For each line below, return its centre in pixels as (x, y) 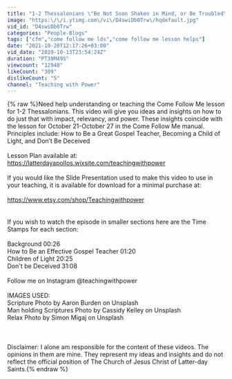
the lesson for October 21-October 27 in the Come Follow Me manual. (106, 126)
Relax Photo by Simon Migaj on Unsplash (66, 318)
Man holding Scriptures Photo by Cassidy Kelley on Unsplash (94, 310)
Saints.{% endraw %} (38, 369)
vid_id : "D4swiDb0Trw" (40, 26)
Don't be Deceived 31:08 (42, 266)
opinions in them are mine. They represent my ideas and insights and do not (115, 355)
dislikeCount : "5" (33, 78)
